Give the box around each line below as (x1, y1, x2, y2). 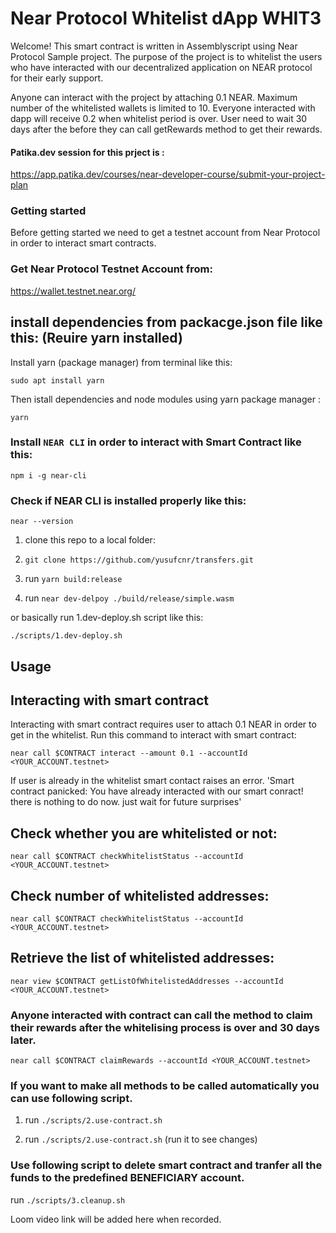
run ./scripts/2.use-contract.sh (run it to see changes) (24, 1133, 258, 1146)
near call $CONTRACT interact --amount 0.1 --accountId (10, 748, 248, 759)
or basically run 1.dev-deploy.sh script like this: (10, 612, 204, 624)
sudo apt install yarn (10, 375, 105, 386)
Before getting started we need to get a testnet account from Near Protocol (10, 227, 321, 239)
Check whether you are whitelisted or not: (10, 825, 278, 842)
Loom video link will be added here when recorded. (10, 1213, 222, 1225)
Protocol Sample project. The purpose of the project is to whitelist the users (10, 50, 323, 62)
